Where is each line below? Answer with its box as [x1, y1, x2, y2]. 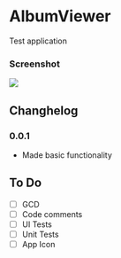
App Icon [21, 238, 56, 249]
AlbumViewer [9, 6, 111, 27]
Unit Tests [21, 229, 59, 239]
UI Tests [21, 219, 53, 230]
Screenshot [9, 58, 60, 70]
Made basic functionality [21, 149, 112, 160]
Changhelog [9, 103, 79, 118]
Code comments [21, 208, 83, 219]
